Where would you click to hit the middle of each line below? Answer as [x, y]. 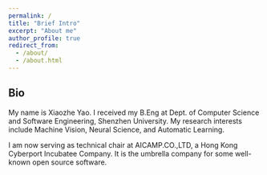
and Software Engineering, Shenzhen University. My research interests [125, 120]
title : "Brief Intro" [44, 23]
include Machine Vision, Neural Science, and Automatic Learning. [116, 129]
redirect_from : [34, 46]
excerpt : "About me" [43, 31]
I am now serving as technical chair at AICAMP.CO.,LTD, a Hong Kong [123, 144]
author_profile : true [44, 38]
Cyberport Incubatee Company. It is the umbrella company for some [121, 153]
